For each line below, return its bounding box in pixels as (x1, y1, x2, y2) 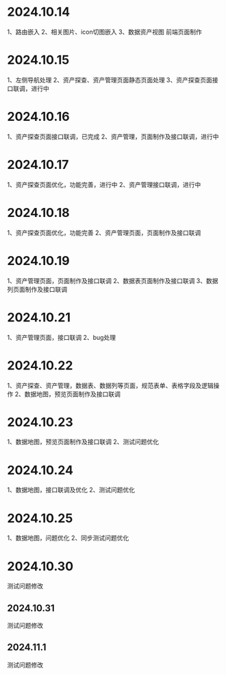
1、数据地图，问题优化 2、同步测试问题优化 (7, 534, 129, 542)
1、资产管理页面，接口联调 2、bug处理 (7, 333, 116, 341)
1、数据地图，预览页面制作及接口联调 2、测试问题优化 (7, 437, 160, 446)
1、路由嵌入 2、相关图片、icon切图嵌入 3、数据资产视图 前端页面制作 (7, 27, 202, 36)
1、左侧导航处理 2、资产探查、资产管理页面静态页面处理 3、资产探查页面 (7, 76, 212, 84)
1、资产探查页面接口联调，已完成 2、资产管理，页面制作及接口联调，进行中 (7, 132, 219, 141)
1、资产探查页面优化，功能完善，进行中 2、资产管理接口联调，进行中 (7, 180, 201, 189)
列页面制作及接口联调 (7, 285, 67, 293)
